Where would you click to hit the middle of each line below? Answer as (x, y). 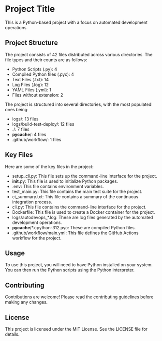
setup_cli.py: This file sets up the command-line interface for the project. (84, 176)
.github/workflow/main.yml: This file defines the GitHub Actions (75, 233)
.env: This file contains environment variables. (58, 186)
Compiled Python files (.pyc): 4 (43, 74)
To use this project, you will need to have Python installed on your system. (79, 265)
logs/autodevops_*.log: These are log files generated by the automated (82, 217)
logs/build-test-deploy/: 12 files (43, 124)
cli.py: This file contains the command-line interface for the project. (79, 207)
